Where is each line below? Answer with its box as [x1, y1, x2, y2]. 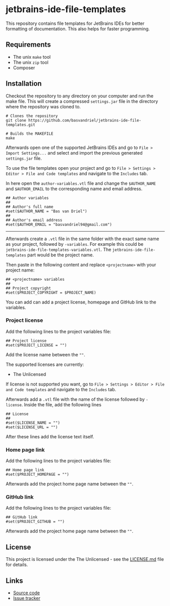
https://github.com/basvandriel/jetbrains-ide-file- [28, 118, 142, 123]
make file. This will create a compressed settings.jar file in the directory [6, 98, 158, 104]
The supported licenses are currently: [6, 361, 84, 367]
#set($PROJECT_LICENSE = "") [6, 343, 67, 348]
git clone [6, 118, 27, 123]
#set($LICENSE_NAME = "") [6, 420, 60, 425]
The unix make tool [13, 54, 51, 60]
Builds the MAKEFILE [10, 131, 53, 136]
